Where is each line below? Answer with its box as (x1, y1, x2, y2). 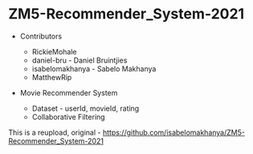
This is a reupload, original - (8, 128, 101, 137)
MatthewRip (31, 72, 72, 82)
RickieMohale (31, 47, 77, 56)
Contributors (19, 31, 63, 41)
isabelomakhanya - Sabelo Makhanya (31, 63, 157, 73)
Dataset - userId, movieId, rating (31, 103, 140, 113)
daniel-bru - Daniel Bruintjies (31, 55, 128, 65)
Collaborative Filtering (31, 111, 106, 121)
